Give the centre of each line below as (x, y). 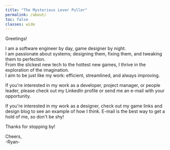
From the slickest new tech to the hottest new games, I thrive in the (76, 65)
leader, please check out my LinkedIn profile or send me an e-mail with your (85, 91)
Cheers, (13, 137)
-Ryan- (13, 142)
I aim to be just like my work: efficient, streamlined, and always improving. (83, 76)
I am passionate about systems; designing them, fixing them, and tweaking (84, 54)
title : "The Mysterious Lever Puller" (46, 10)
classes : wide (20, 24)
